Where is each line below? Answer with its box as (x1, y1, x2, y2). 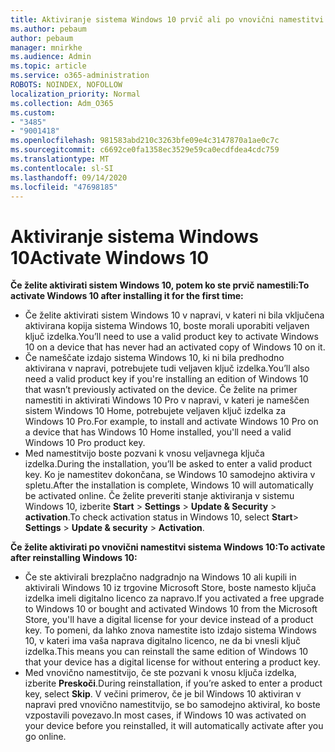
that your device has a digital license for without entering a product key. (24, 656, 321, 668)
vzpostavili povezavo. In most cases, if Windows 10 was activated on (24, 709, 307, 721)
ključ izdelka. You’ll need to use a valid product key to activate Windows (24, 331, 319, 343)
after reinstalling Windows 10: (10, 552, 138, 564)
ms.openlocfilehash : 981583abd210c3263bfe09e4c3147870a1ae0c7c (10, 136, 280, 146)
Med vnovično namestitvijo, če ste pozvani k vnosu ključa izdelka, (24, 667, 297, 679)
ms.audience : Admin (10, 52, 92, 62)
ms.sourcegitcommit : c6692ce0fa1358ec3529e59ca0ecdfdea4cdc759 (10, 145, 280, 155)
